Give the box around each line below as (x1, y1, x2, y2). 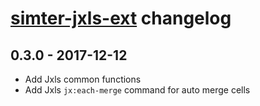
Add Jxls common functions (24, 73, 142, 85)
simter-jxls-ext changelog (10, 7, 232, 30)
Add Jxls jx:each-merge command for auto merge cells (24, 84, 251, 96)
